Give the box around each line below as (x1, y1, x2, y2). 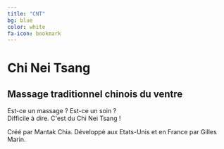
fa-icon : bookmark (7, 30, 61, 37)
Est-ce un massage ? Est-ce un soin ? (7, 107, 117, 115)
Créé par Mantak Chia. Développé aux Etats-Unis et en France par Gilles (7, 128, 217, 136)
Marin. (7, 135, 26, 144)
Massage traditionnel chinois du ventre (7, 88, 183, 100)
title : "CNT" (7, 10, 46, 18)
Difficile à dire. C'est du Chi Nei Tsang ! (7, 114, 121, 123)
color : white (7, 23, 46, 30)
